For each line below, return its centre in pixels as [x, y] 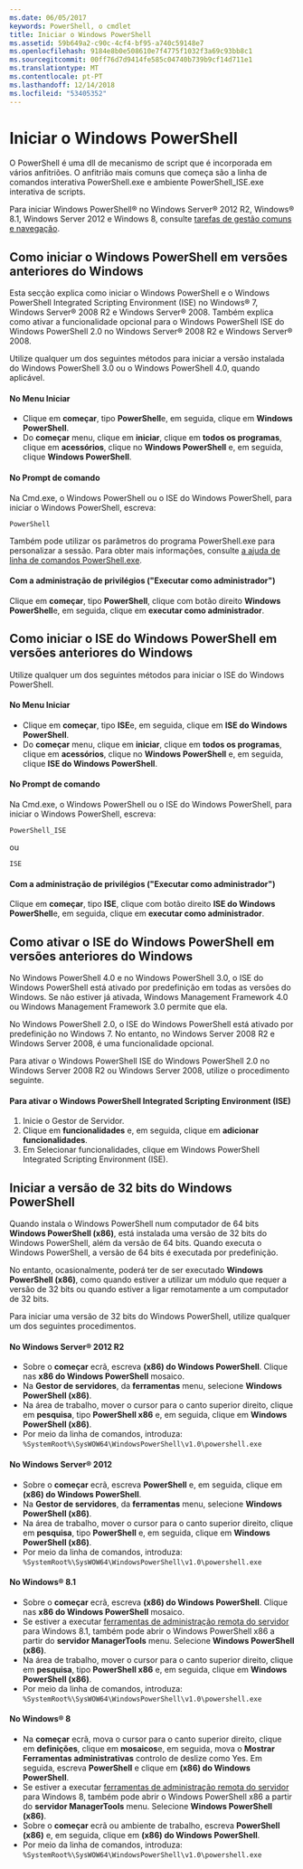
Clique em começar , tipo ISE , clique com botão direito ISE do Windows [142, 904]
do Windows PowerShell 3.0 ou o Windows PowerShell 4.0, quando [135, 368]
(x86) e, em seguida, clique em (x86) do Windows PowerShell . [141, 1835]
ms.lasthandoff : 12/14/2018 [62, 85]
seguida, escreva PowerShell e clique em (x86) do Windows [137, 1768]
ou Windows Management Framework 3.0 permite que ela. [118, 1007]
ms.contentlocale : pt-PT [56, 77]
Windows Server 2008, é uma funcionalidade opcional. [112, 1043]
